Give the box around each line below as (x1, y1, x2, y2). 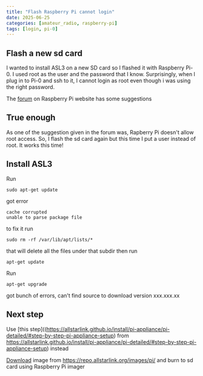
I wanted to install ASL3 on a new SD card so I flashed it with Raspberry (6, 64, 185, 71)
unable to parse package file (6, 214, 83, 221)
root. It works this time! (6, 141, 63, 149)
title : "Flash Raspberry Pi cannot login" (6, 8, 115, 15)
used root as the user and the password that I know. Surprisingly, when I (15, 71, 195, 78)
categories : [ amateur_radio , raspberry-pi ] (6, 20, 118, 26)
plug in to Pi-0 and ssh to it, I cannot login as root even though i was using (6, 77, 191, 85)
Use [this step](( (6, 325, 47, 332)
